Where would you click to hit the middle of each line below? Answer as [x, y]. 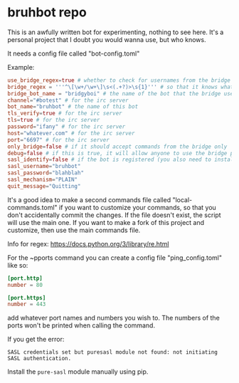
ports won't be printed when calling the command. [81, 325]
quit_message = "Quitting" [44, 186]
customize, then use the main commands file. [74, 230]
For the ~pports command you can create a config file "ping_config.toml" [115, 258]
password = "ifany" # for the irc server [67, 127]
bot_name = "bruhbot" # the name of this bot [73, 107]
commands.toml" [33, 207]
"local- [182, 199]
